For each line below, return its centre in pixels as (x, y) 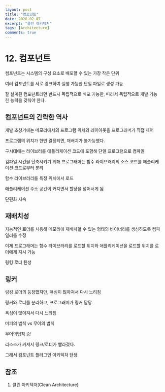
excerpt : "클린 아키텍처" (29, 23)
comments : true (21, 33)
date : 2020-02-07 (23, 19)
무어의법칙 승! (18, 334)
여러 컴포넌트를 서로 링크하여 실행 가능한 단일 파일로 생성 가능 (64, 83)
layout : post (18, 10)
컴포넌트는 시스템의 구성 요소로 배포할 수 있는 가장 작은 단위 (62, 73)
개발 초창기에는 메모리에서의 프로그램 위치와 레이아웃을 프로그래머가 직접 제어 (80, 130)
